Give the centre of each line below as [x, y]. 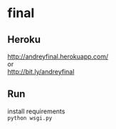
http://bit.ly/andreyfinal [41, 72]
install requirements [36, 111]
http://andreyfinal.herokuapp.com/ [58, 56]
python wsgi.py [30, 118]
